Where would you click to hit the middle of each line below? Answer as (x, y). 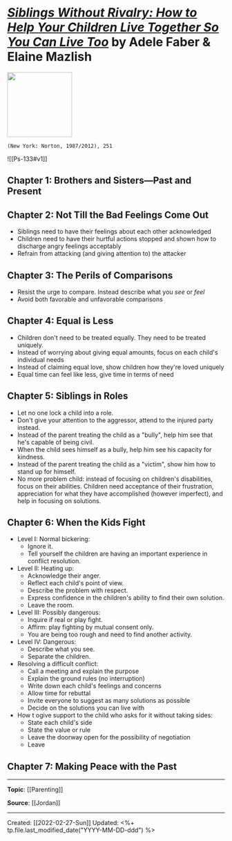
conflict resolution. (54, 561)
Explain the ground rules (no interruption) (86, 679)
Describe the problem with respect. (78, 590)
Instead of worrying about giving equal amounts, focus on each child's (118, 352)
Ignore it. (40, 547)
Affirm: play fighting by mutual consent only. (90, 627)
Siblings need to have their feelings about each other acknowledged (114, 231)
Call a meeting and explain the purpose (83, 671)
